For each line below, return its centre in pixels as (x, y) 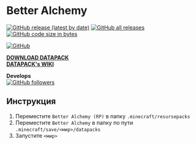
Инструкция (31, 101)
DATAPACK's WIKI (30, 64)
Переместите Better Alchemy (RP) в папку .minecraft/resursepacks (103, 116)
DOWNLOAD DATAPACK (38, 57)
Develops (19, 76)
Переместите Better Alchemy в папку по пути (74, 122)
